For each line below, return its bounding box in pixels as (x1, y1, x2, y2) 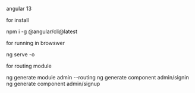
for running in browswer (6, 40, 65, 46)
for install (6, 17, 29, 23)
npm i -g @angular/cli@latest (6, 28, 78, 35)
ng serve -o (6, 51, 35, 58)
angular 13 (6, 5, 32, 12)
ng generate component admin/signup (6, 80, 100, 87)
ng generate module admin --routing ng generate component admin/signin (6, 74, 189, 81)
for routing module (6, 62, 52, 69)
